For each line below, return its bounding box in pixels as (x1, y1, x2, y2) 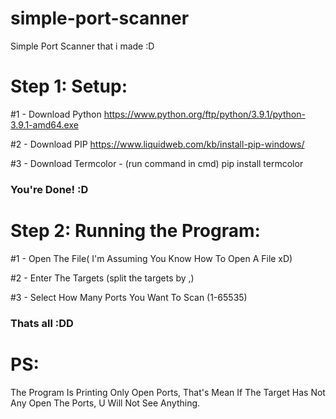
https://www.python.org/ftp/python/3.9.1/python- (103, 108, 306, 120)
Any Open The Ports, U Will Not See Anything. (10, 397, 201, 409)
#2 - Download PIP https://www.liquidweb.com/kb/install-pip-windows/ (10, 138, 305, 150)
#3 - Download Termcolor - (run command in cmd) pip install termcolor (10, 157, 304, 169)
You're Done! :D (10, 182, 89, 196)
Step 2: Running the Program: (10, 219, 261, 242)
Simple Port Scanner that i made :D (10, 40, 155, 52)
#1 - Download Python (10, 108, 102, 120)
